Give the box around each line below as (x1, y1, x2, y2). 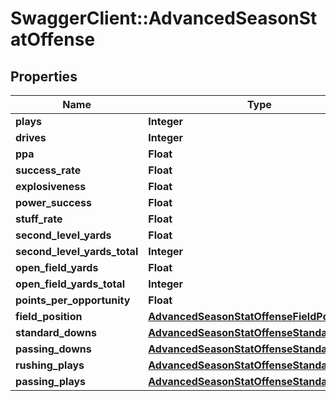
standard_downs (15, 326, 97, 339)
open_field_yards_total (15, 277, 126, 291)
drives (15, 131, 47, 144)
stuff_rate (15, 212, 63, 226)
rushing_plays (15, 358, 85, 372)
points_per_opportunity (15, 293, 131, 307)
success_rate (15, 163, 82, 177)
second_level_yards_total (15, 245, 139, 258)
